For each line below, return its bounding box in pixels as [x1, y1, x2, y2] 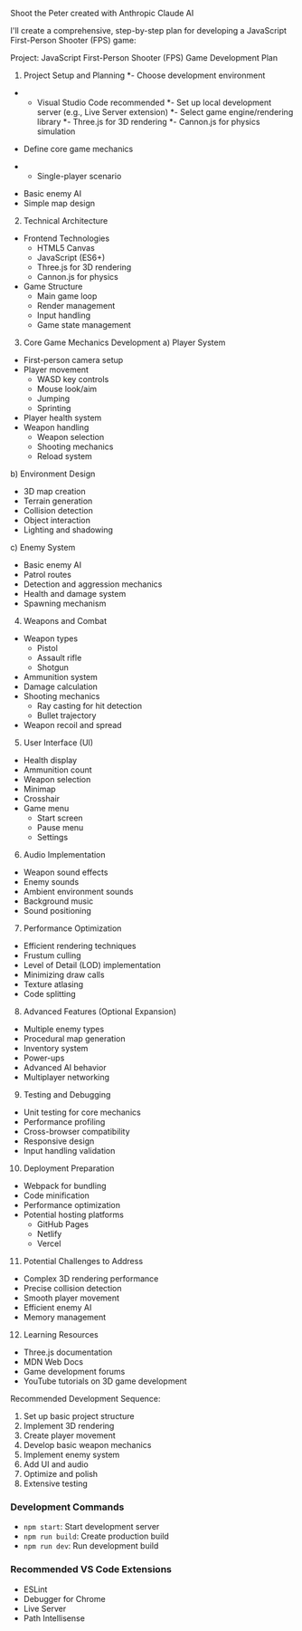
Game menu [23, 803, 70, 813]
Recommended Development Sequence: [10, 1394, 161, 1404]
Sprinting [36, 403, 71, 413]
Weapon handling [23, 422, 90, 433]
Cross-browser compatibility [23, 1127, 130, 1137]
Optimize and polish [23, 1469, 99, 1479]
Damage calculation [23, 681, 99, 692]
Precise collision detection [23, 1283, 122, 1293]
